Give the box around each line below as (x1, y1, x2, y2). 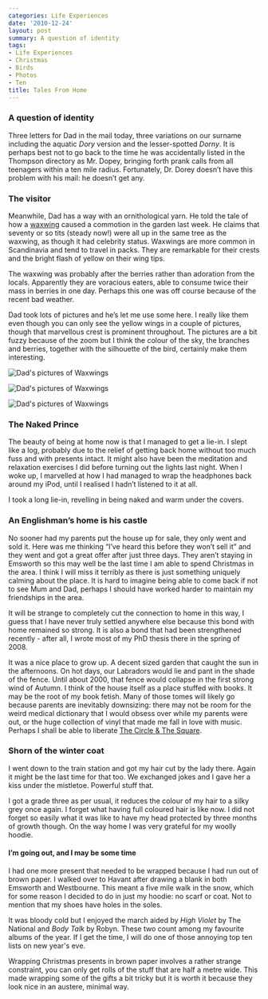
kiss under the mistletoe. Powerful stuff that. (8, 780, 154, 790)
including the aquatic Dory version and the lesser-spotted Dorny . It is (8, 139, 235, 149)
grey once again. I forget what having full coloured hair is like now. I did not (8, 804, 255, 814)
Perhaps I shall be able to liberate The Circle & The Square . (8, 725, 202, 735)
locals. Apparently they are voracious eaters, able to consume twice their (8, 277, 249, 287)
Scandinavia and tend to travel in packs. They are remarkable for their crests (8, 245, 260, 254)
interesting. (8, 352, 45, 362)
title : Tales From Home (8, 86, 88, 94)
